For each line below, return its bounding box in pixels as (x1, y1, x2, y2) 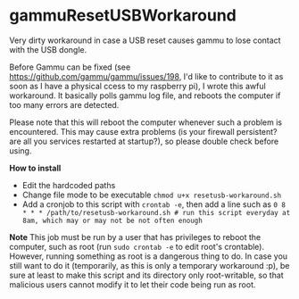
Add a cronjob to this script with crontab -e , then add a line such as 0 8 (21, 198, 286, 210)
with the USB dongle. (9, 44, 87, 54)
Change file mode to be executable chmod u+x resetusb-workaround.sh (21, 189, 282, 200)
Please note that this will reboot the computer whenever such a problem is (9, 117, 283, 128)
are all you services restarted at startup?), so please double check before (9, 136, 279, 146)
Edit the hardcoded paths (21, 179, 116, 190)
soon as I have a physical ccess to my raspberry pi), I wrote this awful (9, 80, 266, 91)
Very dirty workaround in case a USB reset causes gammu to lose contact (9, 35, 281, 46)
